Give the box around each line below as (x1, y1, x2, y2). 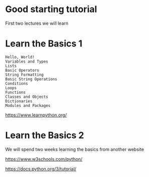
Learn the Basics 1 (5, 38, 83, 49)
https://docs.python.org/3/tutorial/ (5, 165, 77, 172)
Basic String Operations (5, 77, 57, 82)
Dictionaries (5, 98, 33, 104)
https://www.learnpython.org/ (5, 112, 67, 118)
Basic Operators (5, 68, 39, 73)
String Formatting (5, 72, 44, 77)
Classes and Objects (5, 94, 49, 99)
